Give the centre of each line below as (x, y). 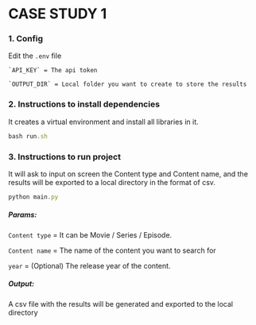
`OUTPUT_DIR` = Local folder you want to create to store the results (128, 84)
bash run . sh (28, 136)
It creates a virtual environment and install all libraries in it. (103, 122)
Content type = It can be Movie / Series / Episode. (90, 234)
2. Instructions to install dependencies (84, 104)
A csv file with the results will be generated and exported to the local (120, 304)
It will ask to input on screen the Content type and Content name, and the (128, 174)
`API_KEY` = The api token (53, 71)
